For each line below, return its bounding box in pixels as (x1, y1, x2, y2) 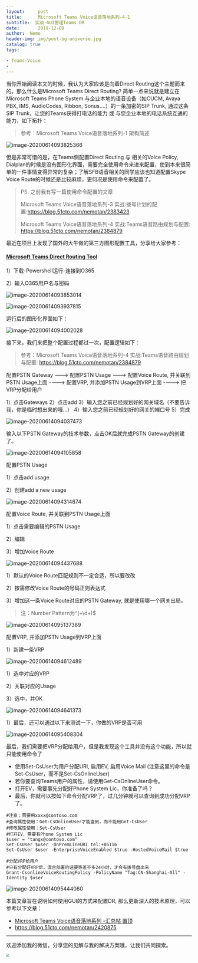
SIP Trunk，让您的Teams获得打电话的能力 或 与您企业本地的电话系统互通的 (6, 110, 188, 117)
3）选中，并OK (6, 695, 43, 702)
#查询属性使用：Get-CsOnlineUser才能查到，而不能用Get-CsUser (6, 819, 148, 824)
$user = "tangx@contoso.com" (6, 836, 78, 842)
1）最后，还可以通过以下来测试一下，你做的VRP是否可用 (6, 719, 143, 726)
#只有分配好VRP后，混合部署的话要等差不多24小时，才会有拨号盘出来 (6, 865, 149, 870)
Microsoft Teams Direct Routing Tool (6, 253, 98, 260)
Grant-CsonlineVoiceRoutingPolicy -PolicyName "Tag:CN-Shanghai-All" (6, 869, 181, 876)
